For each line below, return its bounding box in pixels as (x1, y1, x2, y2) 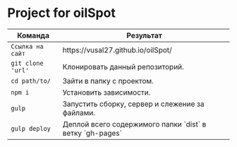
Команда (17, 30, 49, 40)
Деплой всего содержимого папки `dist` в (62, 119, 207, 129)
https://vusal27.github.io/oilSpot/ (62, 45, 173, 54)
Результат (126, 30, 162, 40)
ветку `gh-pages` (62, 128, 122, 138)
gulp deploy (11, 124, 51, 132)
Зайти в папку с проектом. (62, 76, 154, 86)
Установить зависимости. (62, 87, 151, 97)
